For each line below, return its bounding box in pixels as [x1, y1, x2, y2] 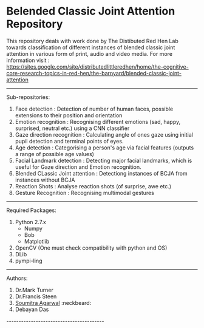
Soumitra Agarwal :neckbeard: [15, 299, 92, 306]
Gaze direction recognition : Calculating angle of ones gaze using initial [15, 131, 193, 138]
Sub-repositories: [6, 93, 50, 101]
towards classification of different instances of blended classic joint [6, 44, 175, 51]
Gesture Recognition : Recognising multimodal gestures [15, 189, 155, 196]
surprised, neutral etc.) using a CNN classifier [15, 125, 130, 132]
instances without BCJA [15, 176, 75, 183]
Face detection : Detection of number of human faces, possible [15, 105, 174, 112]
